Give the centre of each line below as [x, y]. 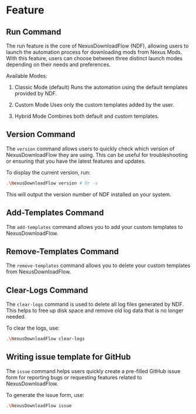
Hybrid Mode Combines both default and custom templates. [87, 116]
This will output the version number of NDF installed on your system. [89, 194]
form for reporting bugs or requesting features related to [74, 377]
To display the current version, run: [48, 172]
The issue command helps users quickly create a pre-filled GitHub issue [93, 371]
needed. [16, 317]
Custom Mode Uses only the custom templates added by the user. [94, 105]
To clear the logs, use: [33, 328]
